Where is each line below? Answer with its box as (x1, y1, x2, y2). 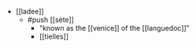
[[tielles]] (39, 31, 69, 41)
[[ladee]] (15, 7, 45, 16)
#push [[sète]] (27, 15, 75, 24)
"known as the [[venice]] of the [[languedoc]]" (39, 24, 190, 32)
